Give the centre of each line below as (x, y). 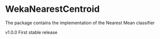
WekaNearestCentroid (52, 9)
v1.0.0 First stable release (31, 32)
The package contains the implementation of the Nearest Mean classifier (80, 23)
